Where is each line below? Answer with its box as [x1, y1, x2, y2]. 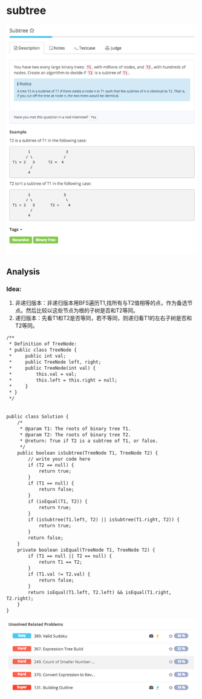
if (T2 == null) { [28, 462, 74, 469]
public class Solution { [6, 413, 69, 420]
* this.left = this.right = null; [8, 377, 118, 384]
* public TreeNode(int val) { [8, 365, 96, 372]
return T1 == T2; [38, 559, 83, 566]
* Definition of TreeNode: [8, 341, 77, 347]
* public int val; [8, 353, 67, 360]
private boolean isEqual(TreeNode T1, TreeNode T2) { [17, 547, 155, 554]
